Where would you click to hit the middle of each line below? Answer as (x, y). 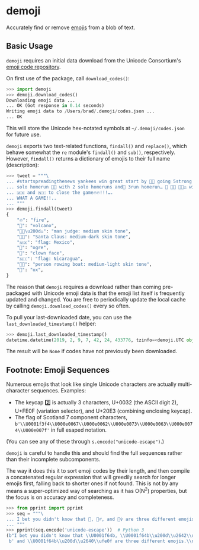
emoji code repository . (33, 67)
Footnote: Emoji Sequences (58, 370)
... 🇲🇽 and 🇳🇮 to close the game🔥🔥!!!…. (60, 192)
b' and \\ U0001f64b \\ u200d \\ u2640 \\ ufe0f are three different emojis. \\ (100, 541)
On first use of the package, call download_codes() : (68, 78)
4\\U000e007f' (32, 430)
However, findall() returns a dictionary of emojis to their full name (88, 158)
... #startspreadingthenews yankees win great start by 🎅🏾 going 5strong (99, 181)
